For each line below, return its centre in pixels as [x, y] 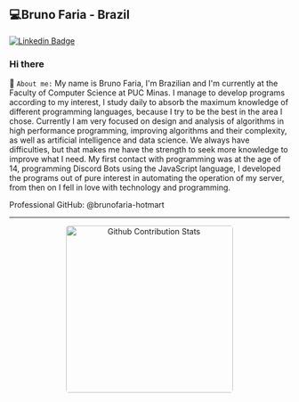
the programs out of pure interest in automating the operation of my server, [147, 178]
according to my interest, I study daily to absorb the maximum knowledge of [149, 103]
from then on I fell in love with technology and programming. [120, 188]
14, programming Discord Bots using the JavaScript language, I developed [145, 168]
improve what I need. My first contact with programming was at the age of [145, 160]
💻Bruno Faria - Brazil [70, 15]
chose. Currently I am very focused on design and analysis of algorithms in [147, 121]
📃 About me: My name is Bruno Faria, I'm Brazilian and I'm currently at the [144, 84]
